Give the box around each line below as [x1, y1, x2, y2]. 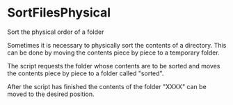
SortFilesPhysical [7, 5, 111, 21]
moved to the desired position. [7, 90, 95, 98]
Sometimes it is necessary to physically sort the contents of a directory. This [7, 41, 227, 49]
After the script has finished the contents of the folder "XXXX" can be [7, 82, 207, 90]
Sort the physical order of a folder [7, 28, 104, 36]
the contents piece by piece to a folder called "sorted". [7, 69, 164, 77]
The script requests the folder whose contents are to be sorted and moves [7, 61, 220, 70]
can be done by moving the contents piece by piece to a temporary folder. [7, 48, 220, 57]
